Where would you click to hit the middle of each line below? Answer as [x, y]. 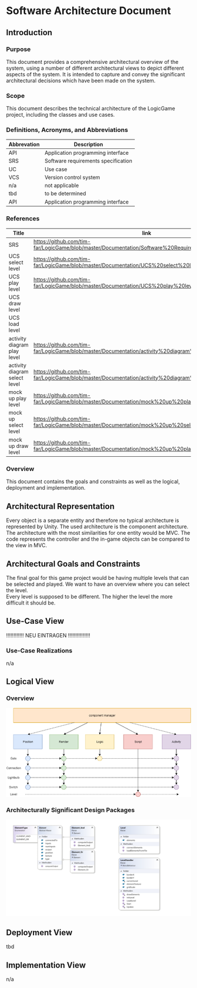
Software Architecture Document [89, 11]
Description [89, 144]
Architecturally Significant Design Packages [70, 810]
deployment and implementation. [46, 488]
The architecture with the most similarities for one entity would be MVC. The [98, 533]
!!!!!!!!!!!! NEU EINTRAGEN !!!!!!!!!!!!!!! [48, 635]
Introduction [29, 33]
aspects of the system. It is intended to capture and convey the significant [96, 74]
